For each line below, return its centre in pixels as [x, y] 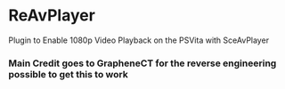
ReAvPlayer [52, 16]
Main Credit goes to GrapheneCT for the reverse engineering [142, 63]
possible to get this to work [68, 74]
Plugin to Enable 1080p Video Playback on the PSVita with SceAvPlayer [138, 40]
